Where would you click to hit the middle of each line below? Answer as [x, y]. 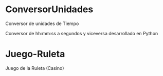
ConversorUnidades [49, 9]
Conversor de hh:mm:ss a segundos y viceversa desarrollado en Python [82, 33]
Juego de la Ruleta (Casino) [35, 68]
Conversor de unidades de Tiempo [42, 23]
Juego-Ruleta [35, 54]
